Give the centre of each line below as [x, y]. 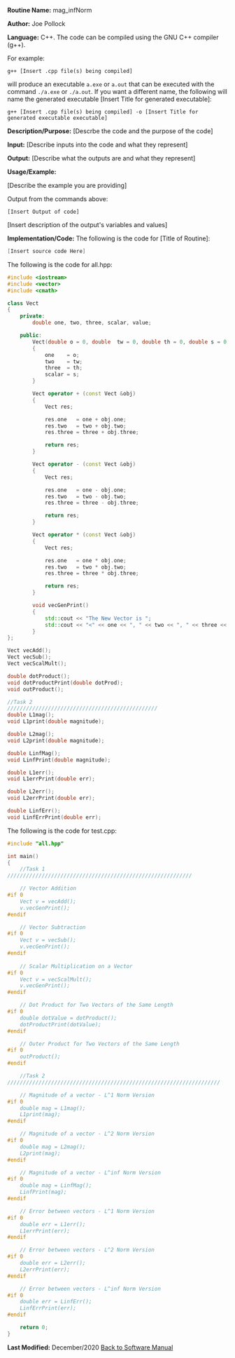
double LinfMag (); [34, 753]
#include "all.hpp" [36, 843]
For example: [26, 58]
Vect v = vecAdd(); [48, 901]
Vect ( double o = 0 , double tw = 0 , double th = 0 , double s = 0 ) [131, 342]
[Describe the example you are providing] [67, 185]
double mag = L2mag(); [53, 1147]
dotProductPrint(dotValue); [60, 1024]
